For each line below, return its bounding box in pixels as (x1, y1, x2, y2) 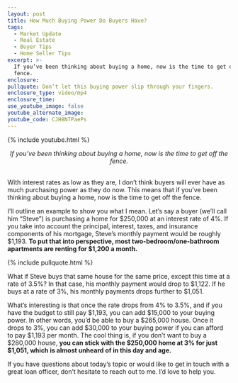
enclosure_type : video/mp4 (7, 89, 87, 96)
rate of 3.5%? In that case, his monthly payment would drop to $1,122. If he (7, 279, 225, 288)
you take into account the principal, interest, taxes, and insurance (7, 221, 198, 231)
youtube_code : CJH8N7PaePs (7, 116, 87, 123)
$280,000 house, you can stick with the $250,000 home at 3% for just (7, 338, 218, 347)
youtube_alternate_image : (7, 109, 84, 116)
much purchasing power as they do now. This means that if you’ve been (7, 185, 218, 194)
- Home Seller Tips (13, 50, 72, 57)
